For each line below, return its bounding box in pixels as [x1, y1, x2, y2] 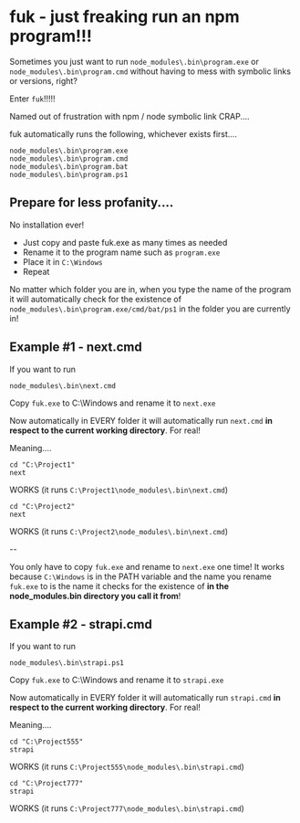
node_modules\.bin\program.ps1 [9, 170, 129, 179]
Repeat [22, 266, 50, 277]
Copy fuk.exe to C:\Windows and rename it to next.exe [9, 397, 216, 408]
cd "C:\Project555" [9, 737, 84, 746]
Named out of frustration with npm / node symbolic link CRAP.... [9, 111, 250, 121]
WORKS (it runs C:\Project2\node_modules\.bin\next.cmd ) [9, 525, 229, 536]
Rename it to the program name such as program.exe [22, 247, 221, 258]
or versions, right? [9, 75, 78, 86]
